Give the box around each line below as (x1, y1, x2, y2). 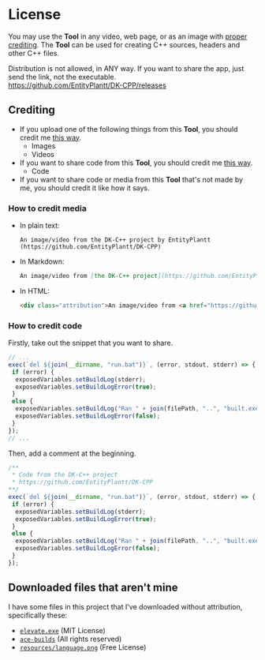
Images (31, 141, 56, 151)
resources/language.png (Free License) (19, 642, 147, 652)
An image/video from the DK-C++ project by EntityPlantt (19, 236, 211, 244)
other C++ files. (8, 48, 59, 58)
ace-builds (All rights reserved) (19, 634, 122, 643)
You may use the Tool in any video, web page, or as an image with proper (8, 32, 248, 41)
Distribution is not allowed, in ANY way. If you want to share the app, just (8, 63, 244, 73)
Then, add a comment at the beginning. (8, 448, 136, 458)
